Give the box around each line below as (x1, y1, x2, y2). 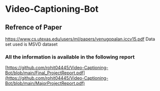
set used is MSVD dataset (5, 41, 58, 47)
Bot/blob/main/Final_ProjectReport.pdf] (5, 70, 85, 76)
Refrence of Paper (5, 23, 62, 31)
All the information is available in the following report (5, 53, 135, 60)
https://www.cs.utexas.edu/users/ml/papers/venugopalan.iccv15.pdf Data (5, 36, 156, 42)
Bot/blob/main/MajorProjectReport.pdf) (5, 80, 85, 87)
